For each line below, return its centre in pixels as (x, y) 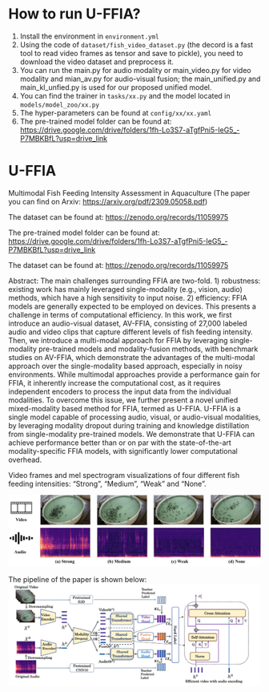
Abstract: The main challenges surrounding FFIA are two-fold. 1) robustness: (134, 281)
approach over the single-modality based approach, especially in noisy (125, 366)
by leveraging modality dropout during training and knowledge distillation (129, 425)
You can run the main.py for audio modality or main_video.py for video (135, 70)
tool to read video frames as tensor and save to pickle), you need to (131, 53)
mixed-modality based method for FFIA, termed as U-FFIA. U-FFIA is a (125, 408)
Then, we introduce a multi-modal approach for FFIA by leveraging (118, 340)
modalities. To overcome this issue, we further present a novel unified (123, 400)
